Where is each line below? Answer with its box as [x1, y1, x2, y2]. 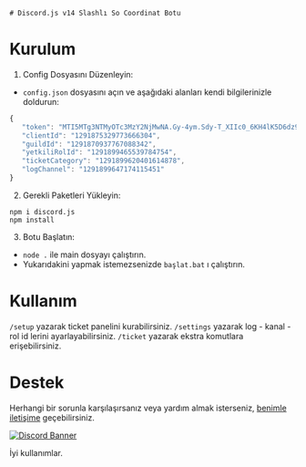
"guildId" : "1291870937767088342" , [21, 140, 157, 149]
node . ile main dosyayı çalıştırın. [22, 249, 147, 260]
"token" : [21, 122, 55, 131]
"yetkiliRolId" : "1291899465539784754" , [21, 148, 178, 157]
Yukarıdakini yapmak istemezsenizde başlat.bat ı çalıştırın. [22, 258, 246, 269]
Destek [9, 372, 65, 393]
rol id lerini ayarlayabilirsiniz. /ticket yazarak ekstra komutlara [9, 330, 244, 341]
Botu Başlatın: [22, 231, 76, 242]
